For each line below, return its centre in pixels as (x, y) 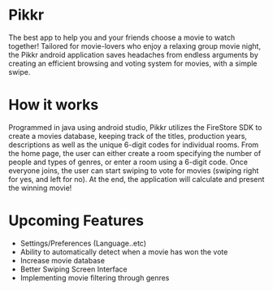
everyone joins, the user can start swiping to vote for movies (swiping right (134, 170)
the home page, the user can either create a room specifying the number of (135, 153)
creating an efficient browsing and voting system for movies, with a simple (133, 63)
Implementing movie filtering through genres (95, 277)
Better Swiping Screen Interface (74, 269)
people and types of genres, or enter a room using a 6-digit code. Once (128, 162)
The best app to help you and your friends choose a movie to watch (122, 37)
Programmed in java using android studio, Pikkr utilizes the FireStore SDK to (135, 127)
